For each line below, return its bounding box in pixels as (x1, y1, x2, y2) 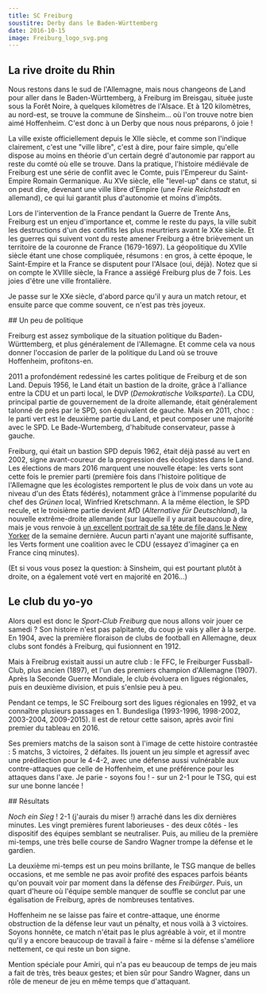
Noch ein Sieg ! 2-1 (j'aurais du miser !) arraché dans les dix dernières (8, 812, 237, 821)
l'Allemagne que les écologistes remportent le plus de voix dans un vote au (8, 480, 253, 490)
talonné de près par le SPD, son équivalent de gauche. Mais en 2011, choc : (8, 405, 254, 415)
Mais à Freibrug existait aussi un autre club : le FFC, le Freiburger (8, 656, 221, 666)
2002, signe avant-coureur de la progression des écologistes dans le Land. (8, 455, 254, 464)
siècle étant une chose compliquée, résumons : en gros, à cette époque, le (8, 251, 253, 260)
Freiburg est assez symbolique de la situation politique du (8, 331, 197, 341)
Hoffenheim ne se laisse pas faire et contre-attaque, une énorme (8, 910, 221, 920)
